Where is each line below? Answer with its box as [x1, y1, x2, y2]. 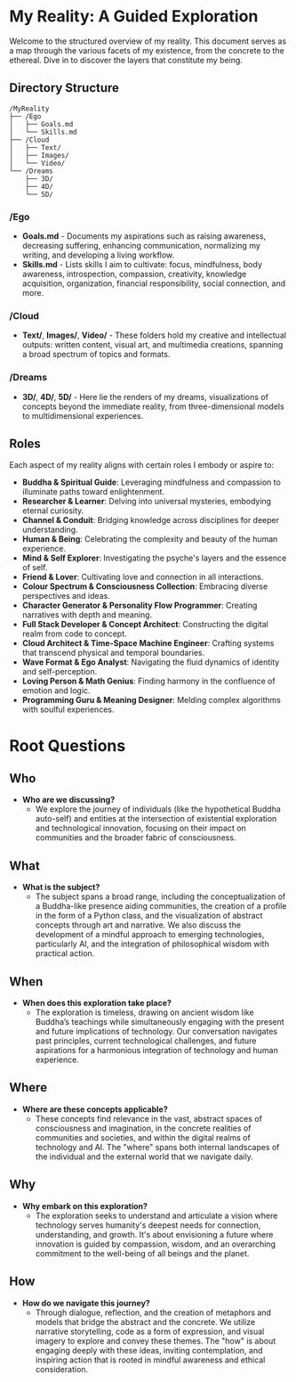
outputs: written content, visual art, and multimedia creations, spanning [21, 339, 284, 350]
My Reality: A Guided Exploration [9, 6, 259, 27]
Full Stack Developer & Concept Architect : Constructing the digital [21, 619, 268, 630]
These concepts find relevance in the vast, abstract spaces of [35, 1113, 262, 1124]
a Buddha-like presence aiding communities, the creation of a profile [35, 901, 287, 912]
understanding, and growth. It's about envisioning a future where [35, 1229, 274, 1239]
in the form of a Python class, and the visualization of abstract [35, 911, 263, 921]
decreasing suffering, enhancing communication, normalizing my [21, 241, 260, 251]
